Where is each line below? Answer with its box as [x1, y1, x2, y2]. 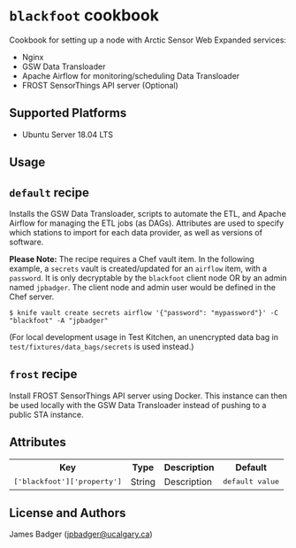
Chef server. [9, 291, 55, 302]
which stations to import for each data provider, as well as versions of [9, 227, 263, 237]
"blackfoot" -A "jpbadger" [9, 316, 109, 325]
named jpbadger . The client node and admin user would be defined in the [9, 282, 277, 292]
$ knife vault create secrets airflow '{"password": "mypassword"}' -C [9, 308, 278, 317]
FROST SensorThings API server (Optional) [21, 80, 178, 90]
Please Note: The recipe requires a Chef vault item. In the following [9, 253, 254, 264]
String [130, 475, 156, 488]
